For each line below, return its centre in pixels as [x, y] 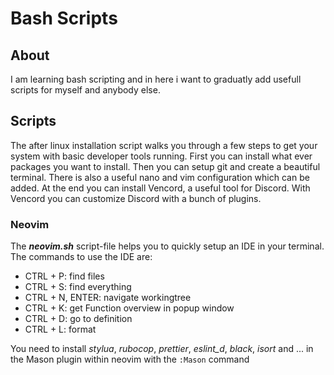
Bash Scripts [64, 18]
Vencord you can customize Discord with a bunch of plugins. [136, 198]
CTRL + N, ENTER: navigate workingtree [108, 298]
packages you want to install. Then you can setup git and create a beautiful [165, 166]
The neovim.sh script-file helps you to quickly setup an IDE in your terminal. [167, 246]
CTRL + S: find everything [78, 287]
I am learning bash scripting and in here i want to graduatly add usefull [156, 79]
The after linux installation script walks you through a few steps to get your [164, 145]
